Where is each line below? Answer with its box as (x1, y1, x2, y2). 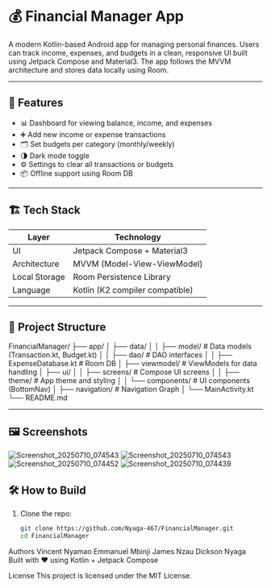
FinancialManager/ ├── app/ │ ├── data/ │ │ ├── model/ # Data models (8, 341, 252, 352)
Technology (114, 231, 161, 243)
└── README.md (8, 393, 68, 402)
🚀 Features (8, 96, 64, 110)
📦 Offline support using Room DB (19, 168, 133, 178)
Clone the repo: (19, 509, 73, 518)
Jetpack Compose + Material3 (73, 244, 188, 256)
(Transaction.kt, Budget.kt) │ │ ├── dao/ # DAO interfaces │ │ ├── (8, 350, 232, 360)
